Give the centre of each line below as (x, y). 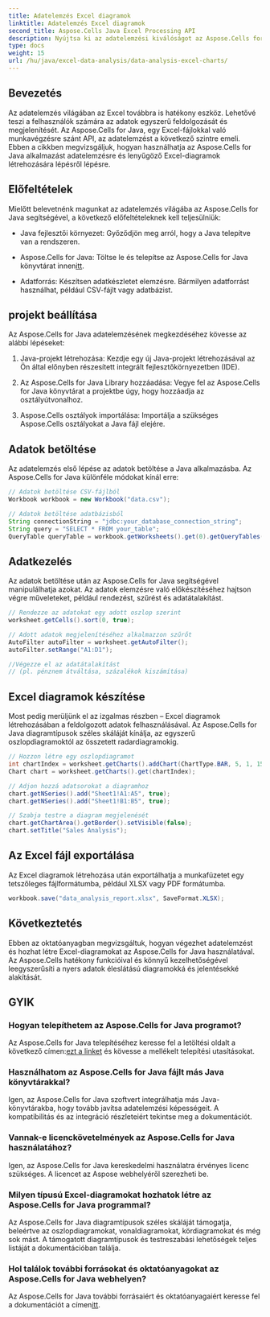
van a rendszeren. (50, 242)
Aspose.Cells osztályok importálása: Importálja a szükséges (119, 415)
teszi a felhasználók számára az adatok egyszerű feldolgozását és (118, 121)
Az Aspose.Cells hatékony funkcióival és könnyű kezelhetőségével (118, 960)
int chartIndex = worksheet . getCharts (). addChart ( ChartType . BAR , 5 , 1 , (131, 764)
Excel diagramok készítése (77, 697)
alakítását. (25, 977)
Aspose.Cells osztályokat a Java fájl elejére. (92, 424)
